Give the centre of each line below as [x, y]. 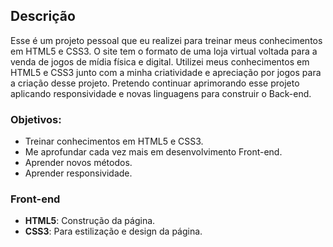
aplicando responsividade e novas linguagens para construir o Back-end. [161, 93]
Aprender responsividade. [78, 173]
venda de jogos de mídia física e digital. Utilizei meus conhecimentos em [160, 61]
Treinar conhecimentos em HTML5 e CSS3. [114, 141]
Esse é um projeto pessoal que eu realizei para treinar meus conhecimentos [166, 40]
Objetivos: [36, 119]
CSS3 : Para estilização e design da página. [113, 231]
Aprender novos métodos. [78, 163]
